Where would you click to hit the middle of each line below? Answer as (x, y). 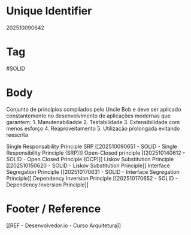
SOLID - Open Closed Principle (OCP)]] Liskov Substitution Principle (90, 159)
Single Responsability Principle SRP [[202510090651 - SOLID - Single (92, 146)
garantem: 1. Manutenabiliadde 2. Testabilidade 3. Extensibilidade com (93, 122)
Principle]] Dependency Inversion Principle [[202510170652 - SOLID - (92, 178)
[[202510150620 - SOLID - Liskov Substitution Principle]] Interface (88, 165)
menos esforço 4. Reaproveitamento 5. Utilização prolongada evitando (93, 128)
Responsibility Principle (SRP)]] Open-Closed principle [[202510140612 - (96, 153)
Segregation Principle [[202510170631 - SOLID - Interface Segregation (93, 171)
